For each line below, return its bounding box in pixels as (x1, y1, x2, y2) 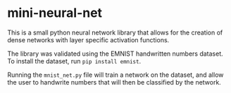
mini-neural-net (7, 5, 103, 21)
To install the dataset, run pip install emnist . (7, 56, 142, 65)
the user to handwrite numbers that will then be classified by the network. (7, 77, 222, 86)
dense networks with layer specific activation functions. (7, 35, 170, 44)
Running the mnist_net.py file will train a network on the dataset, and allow (7, 70, 224, 79)
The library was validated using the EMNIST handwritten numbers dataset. (7, 49, 223, 58)
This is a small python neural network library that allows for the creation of (7, 28, 223, 37)
